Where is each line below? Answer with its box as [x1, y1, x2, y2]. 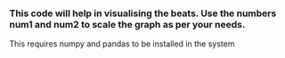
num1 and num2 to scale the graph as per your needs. [9, 18, 246, 30]
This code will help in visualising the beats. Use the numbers [9, 7, 277, 20]
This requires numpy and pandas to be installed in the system [9, 38, 235, 49]
